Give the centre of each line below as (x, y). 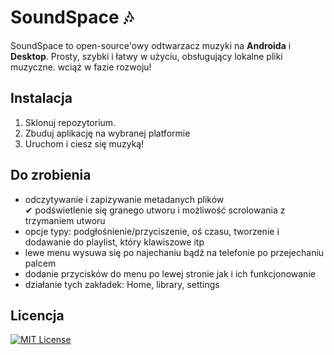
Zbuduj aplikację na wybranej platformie (107, 133)
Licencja (37, 315)
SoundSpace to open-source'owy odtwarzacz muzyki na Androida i (151, 45)
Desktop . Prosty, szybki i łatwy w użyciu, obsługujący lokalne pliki (146, 56)
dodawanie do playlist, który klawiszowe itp (114, 242)
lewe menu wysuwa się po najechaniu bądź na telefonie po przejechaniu (174, 252)
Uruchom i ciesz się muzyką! (84, 143)
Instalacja (41, 98)
